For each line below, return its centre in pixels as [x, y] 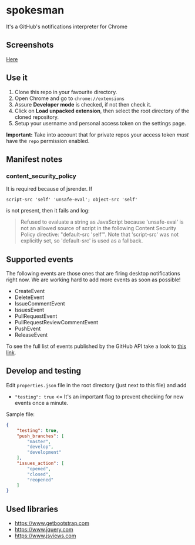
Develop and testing [43, 371]
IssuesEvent [29, 310]
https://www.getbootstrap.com [52, 523]
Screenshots [30, 45]
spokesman [35, 10]
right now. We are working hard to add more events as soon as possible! [93, 280]
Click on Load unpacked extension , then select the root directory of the [102, 111]
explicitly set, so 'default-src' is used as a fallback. [82, 241]
